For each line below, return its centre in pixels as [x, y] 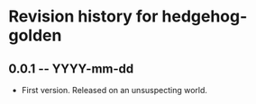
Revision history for [83, 17]
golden [35, 35]
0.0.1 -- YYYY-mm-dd [71, 69]
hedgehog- [205, 17]
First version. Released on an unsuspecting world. [114, 90]
